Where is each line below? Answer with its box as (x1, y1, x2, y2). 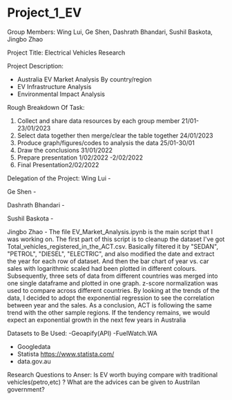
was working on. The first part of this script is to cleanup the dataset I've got (7, 235, 225, 243)
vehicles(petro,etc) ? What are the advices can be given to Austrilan (7, 378, 200, 386)
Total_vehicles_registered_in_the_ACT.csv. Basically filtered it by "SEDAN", (7, 242, 219, 250)
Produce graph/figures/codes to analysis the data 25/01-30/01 (17, 138, 195, 146)
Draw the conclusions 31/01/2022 (17, 146, 113, 154)
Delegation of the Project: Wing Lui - (7, 174, 111, 182)
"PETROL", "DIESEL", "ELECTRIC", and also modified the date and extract (7, 249, 215, 258)
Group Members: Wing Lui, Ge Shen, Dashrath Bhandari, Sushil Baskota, (7, 28, 213, 36)
